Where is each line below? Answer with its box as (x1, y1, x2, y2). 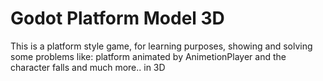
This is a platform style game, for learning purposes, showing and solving (10, 40, 313, 52)
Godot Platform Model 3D (10, 7, 225, 30)
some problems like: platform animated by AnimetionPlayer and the (10, 50, 287, 62)
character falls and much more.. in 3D (10, 61, 166, 73)
